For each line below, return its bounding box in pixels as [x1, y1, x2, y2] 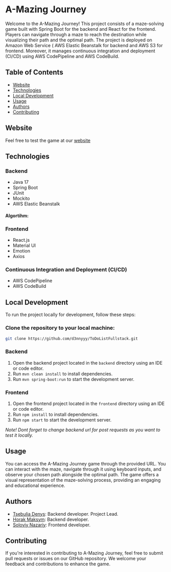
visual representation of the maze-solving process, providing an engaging [5, 477, 161, 483]
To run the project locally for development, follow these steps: [5, 311, 136, 318]
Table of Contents [5, 68, 64, 77]
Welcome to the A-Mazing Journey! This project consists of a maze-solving [5, 20, 164, 27]
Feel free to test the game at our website [5, 137, 91, 143]
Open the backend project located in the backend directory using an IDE [12, 359, 163, 366]
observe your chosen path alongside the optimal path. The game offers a [5, 471, 159, 477]
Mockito [12, 196, 30, 202]
